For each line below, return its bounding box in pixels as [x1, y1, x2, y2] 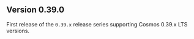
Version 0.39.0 [6, 5, 65, 15]
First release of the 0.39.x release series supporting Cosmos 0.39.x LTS [6, 20, 188, 28]
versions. [6, 27, 29, 34]
